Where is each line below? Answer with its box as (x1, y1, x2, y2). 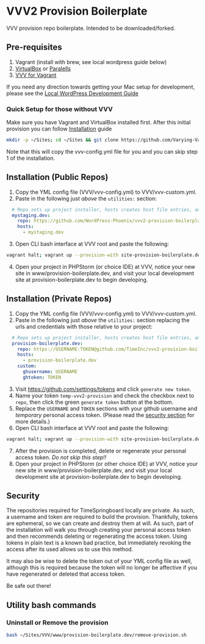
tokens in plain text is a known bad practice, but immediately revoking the (6, 539, 191, 546)
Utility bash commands (6, 599, 96, 610)
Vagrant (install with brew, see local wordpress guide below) (15, 58, 167, 65)
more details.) (15, 418, 51, 425)
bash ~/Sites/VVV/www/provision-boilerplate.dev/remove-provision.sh (6, 632, 187, 639)
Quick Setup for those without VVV (6, 105, 113, 113)
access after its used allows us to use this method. (6, 546, 134, 553)
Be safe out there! (6, 582, 51, 590)
